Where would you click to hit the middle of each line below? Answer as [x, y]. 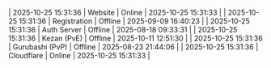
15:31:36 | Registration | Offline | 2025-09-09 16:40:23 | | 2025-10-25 [135, 21]
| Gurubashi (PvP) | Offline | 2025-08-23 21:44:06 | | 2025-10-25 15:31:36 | [133, 47]
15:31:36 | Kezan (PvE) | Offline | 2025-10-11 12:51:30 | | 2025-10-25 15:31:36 [135, 38]
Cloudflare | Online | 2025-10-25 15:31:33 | [79, 55]
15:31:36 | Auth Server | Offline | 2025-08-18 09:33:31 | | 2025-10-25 [123, 30]
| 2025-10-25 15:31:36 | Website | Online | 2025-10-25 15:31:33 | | [117, 13]
